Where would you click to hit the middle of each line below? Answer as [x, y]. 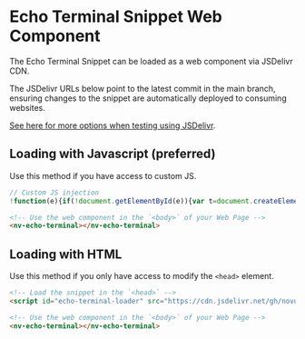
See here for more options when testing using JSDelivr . [113, 125]
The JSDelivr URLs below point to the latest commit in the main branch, [143, 88]
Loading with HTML [66, 254]
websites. [27, 107]
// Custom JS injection [54, 193]
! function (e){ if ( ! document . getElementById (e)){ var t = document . [132, 201]
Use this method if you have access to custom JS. [103, 175]
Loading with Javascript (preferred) [113, 154]
